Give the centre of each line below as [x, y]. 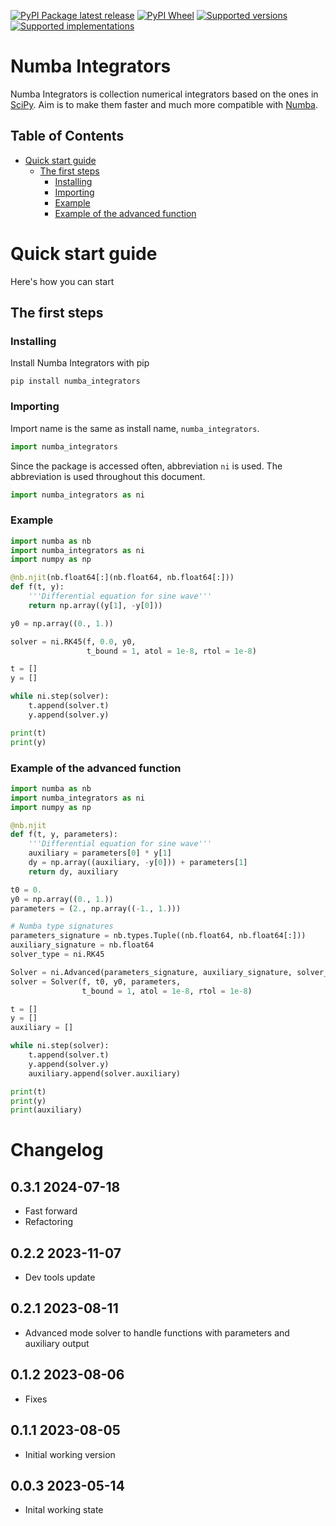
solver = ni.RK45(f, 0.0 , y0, [73, 641]
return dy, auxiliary [73, 871]
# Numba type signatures [62, 926]
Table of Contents [67, 136]
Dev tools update [60, 1277]
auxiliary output [57, 1343]
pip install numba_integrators [75, 381]
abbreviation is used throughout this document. [108, 476]
